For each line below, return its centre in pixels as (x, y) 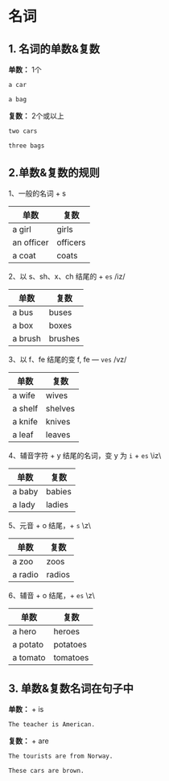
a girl (22, 229)
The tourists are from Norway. (61, 756)
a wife (24, 395)
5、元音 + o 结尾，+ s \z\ (49, 526)
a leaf (23, 435)
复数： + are (29, 741)
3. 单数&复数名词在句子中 (71, 688)
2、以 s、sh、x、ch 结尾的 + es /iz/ (67, 277)
